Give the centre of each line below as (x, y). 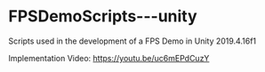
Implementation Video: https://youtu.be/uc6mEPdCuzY (109, 58)
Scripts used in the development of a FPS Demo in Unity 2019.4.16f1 (132, 41)
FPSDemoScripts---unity (103, 16)
